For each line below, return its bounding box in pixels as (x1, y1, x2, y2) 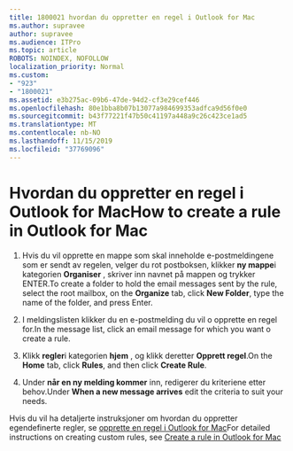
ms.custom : (9, 71, 50, 80)
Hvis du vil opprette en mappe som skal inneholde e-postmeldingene (21, 250, 274, 260)
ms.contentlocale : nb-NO (9, 128, 101, 137)
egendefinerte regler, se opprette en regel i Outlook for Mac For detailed (9, 422, 271, 432)
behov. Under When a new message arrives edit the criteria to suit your (21, 386, 283, 397)
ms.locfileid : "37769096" (9, 144, 104, 153)
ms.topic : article (9, 46, 77, 55)
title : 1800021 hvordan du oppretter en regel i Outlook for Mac (9, 12, 255, 22)
